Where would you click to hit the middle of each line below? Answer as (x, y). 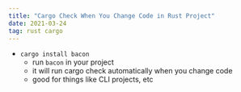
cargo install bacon (55, 54)
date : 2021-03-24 (38, 23)
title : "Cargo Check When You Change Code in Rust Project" (112, 16)
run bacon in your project (73, 62)
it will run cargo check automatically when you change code (132, 71)
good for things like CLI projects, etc (93, 79)
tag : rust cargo (36, 31)
